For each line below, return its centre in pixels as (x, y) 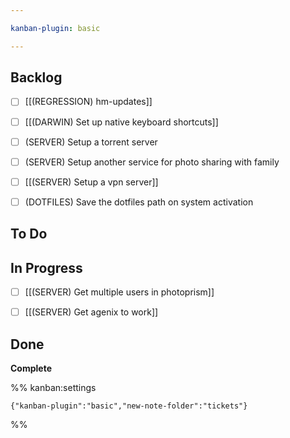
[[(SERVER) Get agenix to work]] (91, 312)
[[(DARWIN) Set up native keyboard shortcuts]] (121, 122)
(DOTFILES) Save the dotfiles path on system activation (139, 202)
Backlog (36, 77)
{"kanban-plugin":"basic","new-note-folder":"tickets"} (129, 406)
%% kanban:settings (53, 387)
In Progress (46, 267)
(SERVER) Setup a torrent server (91, 142)
